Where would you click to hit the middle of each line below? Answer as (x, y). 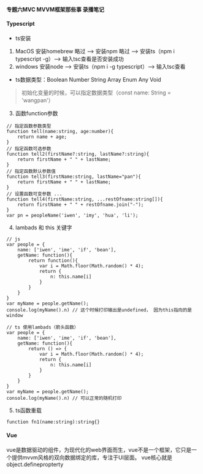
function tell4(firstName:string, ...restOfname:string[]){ (85, 199)
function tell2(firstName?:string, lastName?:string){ (78, 154)
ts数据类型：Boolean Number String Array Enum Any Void (88, 79)
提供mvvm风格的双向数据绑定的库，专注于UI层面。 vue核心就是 (92, 457)
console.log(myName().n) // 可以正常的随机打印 (64, 398)
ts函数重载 (28, 410)
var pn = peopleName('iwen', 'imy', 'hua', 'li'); (72, 215)
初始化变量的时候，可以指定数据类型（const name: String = (96, 93)
